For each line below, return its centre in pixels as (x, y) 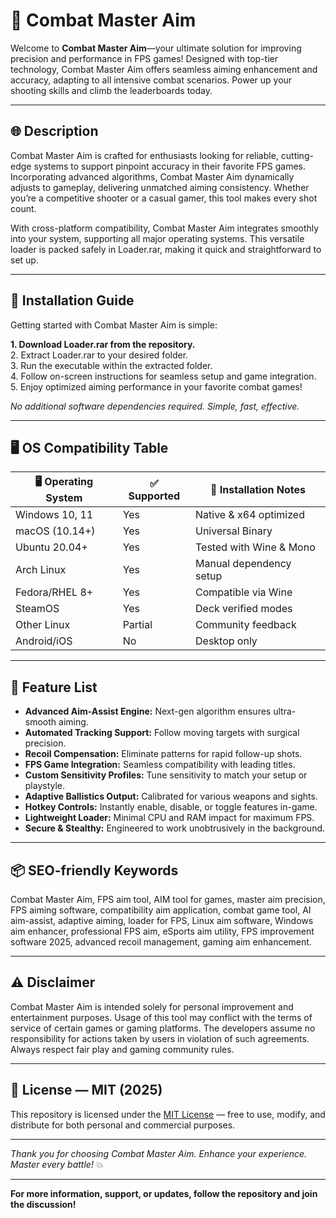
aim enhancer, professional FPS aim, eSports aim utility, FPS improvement (162, 931)
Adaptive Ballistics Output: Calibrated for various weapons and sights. (171, 796)
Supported (154, 496)
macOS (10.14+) (55, 531)
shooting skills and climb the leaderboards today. (111, 90)
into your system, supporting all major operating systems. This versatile (157, 238)
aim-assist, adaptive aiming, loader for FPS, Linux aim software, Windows (162, 920)
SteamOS (37, 609)
